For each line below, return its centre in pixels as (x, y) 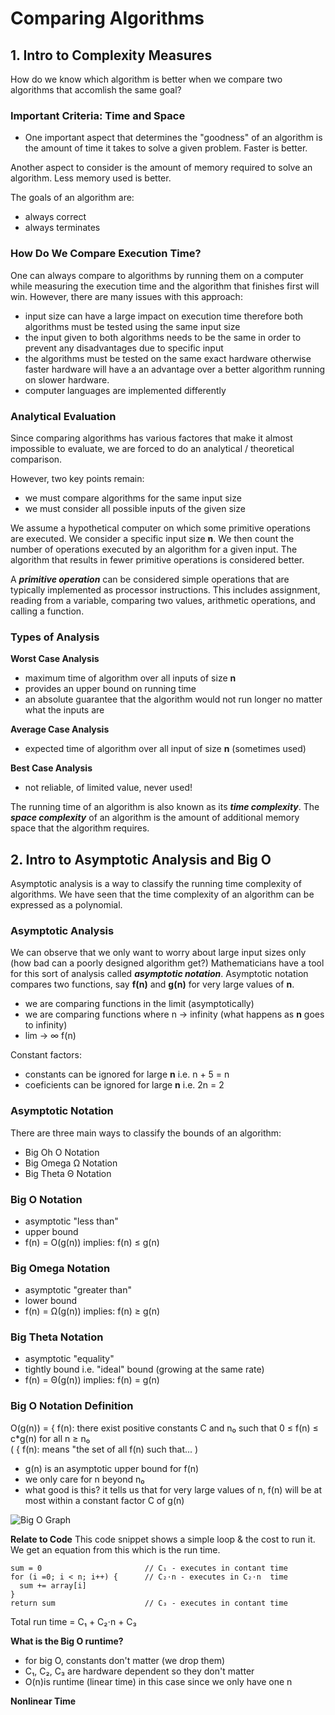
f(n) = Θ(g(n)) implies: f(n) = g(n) (92, 1380)
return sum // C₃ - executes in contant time (149, 1603)
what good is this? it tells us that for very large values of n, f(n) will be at (173, 1489)
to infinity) (46, 1025)
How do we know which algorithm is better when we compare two (146, 79)
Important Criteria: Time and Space (98, 115)
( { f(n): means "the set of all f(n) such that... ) (104, 1449)
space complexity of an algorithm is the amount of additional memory (155, 818)
